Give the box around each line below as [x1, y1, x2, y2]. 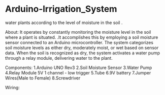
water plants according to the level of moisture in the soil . [5, 20, 123, 25]
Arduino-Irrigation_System [5, 3, 117, 15]
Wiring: [5, 84, 20, 90]
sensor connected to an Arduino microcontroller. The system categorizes [5, 39, 154, 45]
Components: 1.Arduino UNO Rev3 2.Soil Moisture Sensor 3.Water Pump [5, 65, 152, 71]
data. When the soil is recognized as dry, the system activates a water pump [5, 50, 160, 56]
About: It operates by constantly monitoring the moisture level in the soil [5, 29, 151, 35]
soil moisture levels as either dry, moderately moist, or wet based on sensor [5, 45, 159, 50]
